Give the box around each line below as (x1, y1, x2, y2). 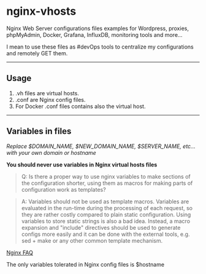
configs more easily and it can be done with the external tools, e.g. (21, 230, 190, 238)
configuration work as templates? (21, 186, 106, 193)
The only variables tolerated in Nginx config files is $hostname (6, 260, 164, 268)
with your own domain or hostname (6, 149, 96, 156)
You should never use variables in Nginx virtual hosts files (6, 161, 158, 168)
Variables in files (6, 126, 72, 136)
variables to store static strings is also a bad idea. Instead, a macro (21, 217, 191, 225)
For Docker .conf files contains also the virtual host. (15, 103, 146, 110)
